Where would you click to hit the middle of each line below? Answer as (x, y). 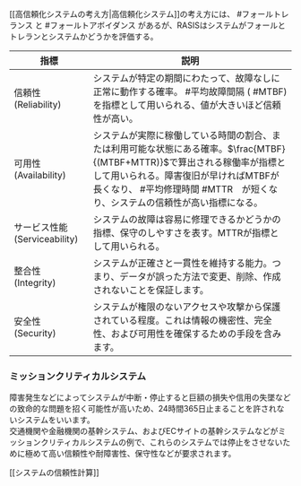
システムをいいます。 (56, 420)
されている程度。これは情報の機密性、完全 (182, 320)
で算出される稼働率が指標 (223, 162)
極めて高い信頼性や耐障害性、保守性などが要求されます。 (130, 454)
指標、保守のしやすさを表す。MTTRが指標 (181, 233)
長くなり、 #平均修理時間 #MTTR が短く (181, 189)
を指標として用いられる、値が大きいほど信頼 (187, 105)
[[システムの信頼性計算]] (55, 473)
